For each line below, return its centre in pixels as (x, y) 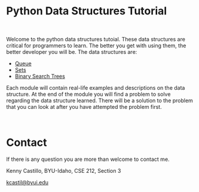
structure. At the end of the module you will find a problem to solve (88, 94)
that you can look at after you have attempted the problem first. (84, 106)
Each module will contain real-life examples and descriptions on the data (96, 87)
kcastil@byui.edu (27, 182)
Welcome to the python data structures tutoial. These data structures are (96, 39)
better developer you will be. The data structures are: (72, 51)
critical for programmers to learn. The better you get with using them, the (96, 45)
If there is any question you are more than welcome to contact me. (88, 159)
